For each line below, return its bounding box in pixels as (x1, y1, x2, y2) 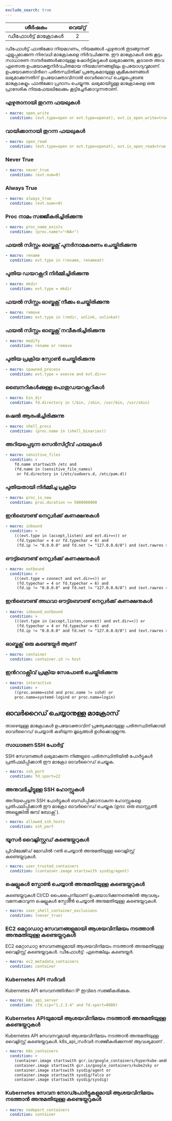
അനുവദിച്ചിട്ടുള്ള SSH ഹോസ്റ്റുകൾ (5, 786, 84, 793)
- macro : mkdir (5, 282, 38, 287)
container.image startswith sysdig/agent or (14, 1068, 111, 1073)
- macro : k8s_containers (5, 1049, 58, 1054)
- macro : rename (5, 253, 40, 258)
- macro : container (5, 652, 47, 657)
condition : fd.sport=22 (10, 773, 60, 779)
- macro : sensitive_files (5, 452, 60, 458)
